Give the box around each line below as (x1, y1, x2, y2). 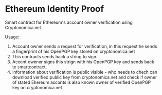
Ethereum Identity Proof (5, 3, 104, 15)
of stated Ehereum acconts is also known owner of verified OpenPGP (12, 79, 151, 85)
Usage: (5, 34, 19, 40)
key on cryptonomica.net (12, 84, 62, 90)
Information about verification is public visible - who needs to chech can (12, 69, 158, 75)
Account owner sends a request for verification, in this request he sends (12, 43, 157, 49)
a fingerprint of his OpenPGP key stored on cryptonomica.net (12, 48, 135, 54)
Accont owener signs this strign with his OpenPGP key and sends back (12, 59, 155, 64)
